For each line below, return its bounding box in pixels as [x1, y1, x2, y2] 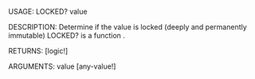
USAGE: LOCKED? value [8, 7, 88, 16]
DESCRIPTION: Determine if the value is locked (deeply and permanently [8, 22, 247, 31]
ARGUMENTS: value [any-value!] [8, 61, 116, 71]
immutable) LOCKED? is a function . [8, 31, 126, 40]
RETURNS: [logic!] [8, 46, 69, 55]
